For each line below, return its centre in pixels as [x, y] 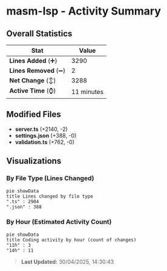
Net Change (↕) [33, 80]
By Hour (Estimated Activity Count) [59, 222]
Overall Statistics [39, 34]
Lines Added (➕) [33, 61]
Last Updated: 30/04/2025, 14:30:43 [67, 261]
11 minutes [87, 92]
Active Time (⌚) [33, 91]
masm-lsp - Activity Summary [84, 11]
